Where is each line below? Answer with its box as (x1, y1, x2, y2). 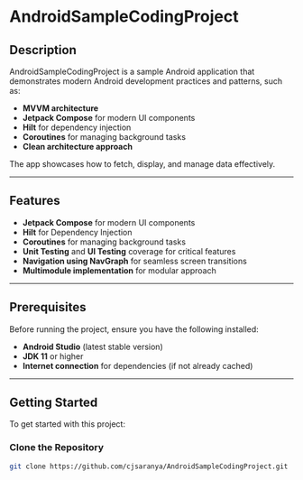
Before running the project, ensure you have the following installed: (9, 323, 259, 335)
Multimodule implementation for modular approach (22, 264, 216, 276)
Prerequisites (9, 300, 87, 315)
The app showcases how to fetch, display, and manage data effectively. (9, 159, 276, 169)
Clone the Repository (9, 441, 105, 454)
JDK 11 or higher (22, 350, 84, 362)
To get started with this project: (9, 419, 126, 429)
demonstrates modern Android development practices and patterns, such (9, 76, 283, 87)
